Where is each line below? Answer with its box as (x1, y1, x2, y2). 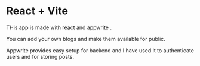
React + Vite (6, 4, 69, 18)
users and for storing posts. (6, 53, 75, 60)
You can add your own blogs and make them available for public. (6, 35, 165, 42)
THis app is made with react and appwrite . (6, 24, 112, 31)
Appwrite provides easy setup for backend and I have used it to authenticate (6, 46, 194, 54)
